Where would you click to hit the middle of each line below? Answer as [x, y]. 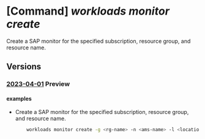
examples [19, 98]
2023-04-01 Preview [38, 84]
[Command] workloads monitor [88, 11]
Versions [24, 67]
